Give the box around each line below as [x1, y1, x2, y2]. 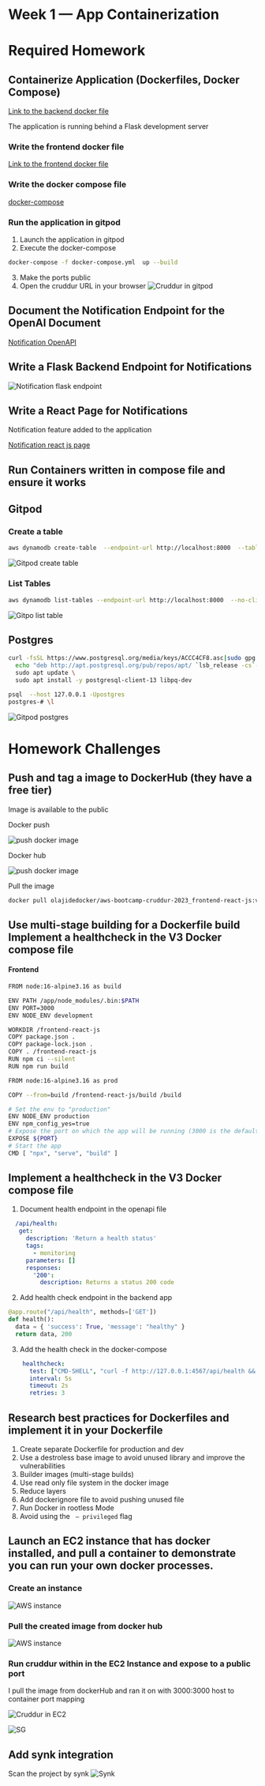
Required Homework [8, 42, 146, 60]
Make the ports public [19, 273, 91, 282]
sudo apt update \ [15, 669, 77, 677]
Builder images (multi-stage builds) [19, 1470, 134, 1479]
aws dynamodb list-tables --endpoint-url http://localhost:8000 [8, 596, 224, 604]
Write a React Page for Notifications [8, 404, 188, 417]
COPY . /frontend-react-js [8, 1048, 97, 1056]
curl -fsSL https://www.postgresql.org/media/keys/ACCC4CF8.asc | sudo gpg [8, 654, 256, 662]
